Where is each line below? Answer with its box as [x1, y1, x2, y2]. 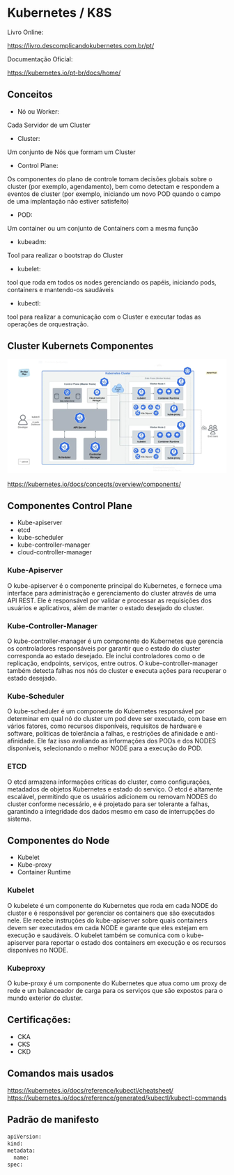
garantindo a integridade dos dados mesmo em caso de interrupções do [7, 807, 215, 815]
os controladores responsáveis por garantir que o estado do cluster [7, 644, 201, 653]
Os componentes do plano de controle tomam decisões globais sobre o [7, 174, 212, 183]
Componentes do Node [7, 835, 110, 847]
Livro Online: [7, 28, 44, 36]
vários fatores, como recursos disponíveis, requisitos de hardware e [7, 722, 203, 730]
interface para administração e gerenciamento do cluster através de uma [7, 589, 217, 597]
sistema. [7, 814, 31, 823]
